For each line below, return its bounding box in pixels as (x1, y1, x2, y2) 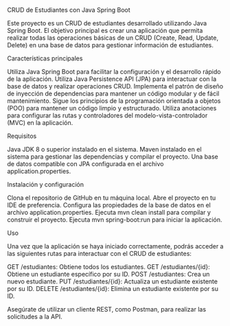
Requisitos (7, 132, 37, 140)
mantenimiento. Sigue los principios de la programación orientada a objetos (7, 97, 221, 105)
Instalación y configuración (7, 181, 84, 188)
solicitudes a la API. (7, 312, 63, 321)
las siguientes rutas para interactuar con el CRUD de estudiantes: (7, 250, 192, 257)
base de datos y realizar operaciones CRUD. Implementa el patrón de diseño (7, 82, 224, 90)
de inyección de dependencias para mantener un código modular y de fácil (7, 89, 220, 97)
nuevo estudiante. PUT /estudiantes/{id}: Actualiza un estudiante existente (7, 277, 218, 286)
